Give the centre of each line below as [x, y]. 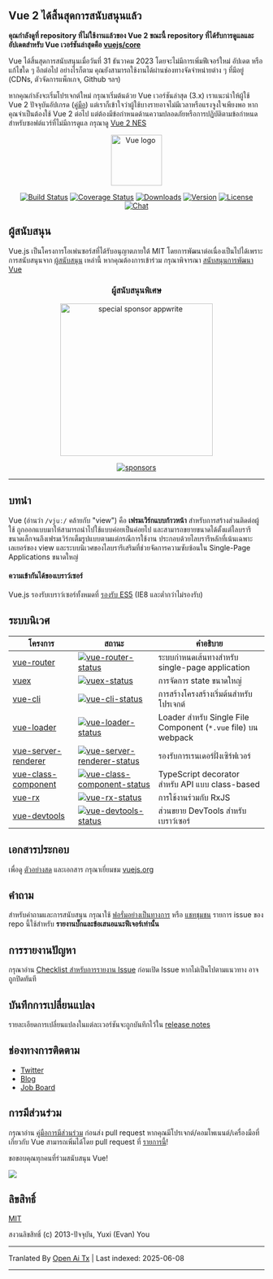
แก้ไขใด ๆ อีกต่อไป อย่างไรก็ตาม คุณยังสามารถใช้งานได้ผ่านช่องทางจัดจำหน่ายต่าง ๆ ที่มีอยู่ [126, 70]
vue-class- [35, 774]
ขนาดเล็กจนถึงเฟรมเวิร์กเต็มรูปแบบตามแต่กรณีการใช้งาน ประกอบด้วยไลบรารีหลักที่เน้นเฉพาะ [131, 538]
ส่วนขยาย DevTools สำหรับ [202, 811]
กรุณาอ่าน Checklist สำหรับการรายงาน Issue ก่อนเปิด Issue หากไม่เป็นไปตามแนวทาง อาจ [134, 970]
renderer [29, 760]
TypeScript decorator [199, 774]
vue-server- [37, 750]
